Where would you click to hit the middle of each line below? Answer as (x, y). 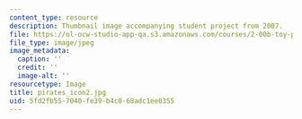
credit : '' (38, 68)
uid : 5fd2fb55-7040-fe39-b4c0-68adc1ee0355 (92, 101)
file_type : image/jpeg (52, 42)
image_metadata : (40, 51)
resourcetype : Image (48, 84)
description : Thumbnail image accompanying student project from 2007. (146, 26)
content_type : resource (54, 17)
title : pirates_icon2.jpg (58, 92)
